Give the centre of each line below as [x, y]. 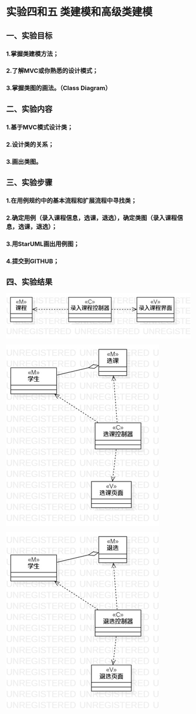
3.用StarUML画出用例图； [43, 244]
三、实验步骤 [29, 182]
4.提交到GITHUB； [33, 261]
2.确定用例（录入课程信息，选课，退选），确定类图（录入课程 [92, 218]
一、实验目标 [29, 36]
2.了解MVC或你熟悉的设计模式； [52, 71]
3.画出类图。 [24, 161]
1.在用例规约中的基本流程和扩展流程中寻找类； [72, 200]
